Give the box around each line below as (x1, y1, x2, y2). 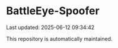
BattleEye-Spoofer (6, 4, 100, 18)
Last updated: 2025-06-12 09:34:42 (6, 24, 95, 31)
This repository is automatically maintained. (6, 35, 113, 42)
